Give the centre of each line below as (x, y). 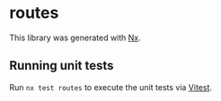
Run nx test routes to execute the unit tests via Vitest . (111, 87)
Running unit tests (62, 66)
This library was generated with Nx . (75, 38)
